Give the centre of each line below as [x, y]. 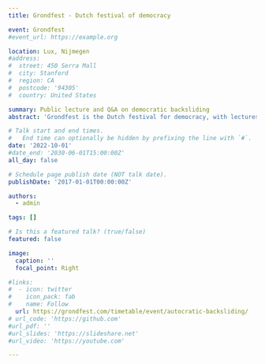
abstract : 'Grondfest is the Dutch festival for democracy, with [118, 117]
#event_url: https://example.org [63, 37]
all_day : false [33, 160]
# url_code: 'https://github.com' [65, 319]
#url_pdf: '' [30, 326]
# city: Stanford [38, 73]
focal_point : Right [47, 268]
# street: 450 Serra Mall [52, 66]
